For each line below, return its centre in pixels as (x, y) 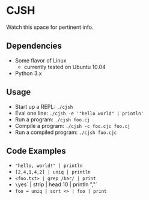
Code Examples (36, 151)
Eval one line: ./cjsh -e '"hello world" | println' (79, 113)
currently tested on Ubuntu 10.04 (65, 67)
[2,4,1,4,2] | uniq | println (53, 172)
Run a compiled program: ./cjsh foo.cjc (66, 132)
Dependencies (34, 46)
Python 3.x (28, 73)
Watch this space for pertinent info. (50, 27)
